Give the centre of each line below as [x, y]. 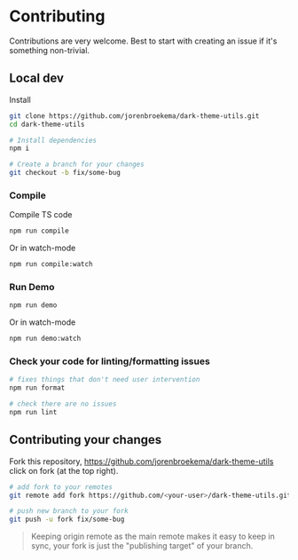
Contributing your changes [86, 440]
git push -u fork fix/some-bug [67, 520]
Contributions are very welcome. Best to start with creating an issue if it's [143, 41]
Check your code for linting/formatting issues [110, 361]
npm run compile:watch [51, 264]
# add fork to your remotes [61, 487]
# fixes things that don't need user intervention [105, 380]
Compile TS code [41, 215]
